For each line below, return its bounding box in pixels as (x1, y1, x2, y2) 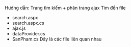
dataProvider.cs (12, 31, 45, 36)
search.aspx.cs (12, 20, 44, 26)
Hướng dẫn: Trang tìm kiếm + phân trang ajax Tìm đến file (5, 5, 126, 11)
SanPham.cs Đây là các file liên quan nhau (12, 36, 102, 42)
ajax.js (12, 25, 26, 31)
